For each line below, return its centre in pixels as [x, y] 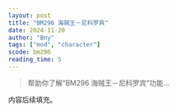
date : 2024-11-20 [37, 30]
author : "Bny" [32, 37]
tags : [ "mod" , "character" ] [55, 45]
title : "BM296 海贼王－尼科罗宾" [58, 23]
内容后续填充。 [32, 99]
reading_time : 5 [35, 60]
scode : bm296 [30, 52]
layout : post [30, 15]
